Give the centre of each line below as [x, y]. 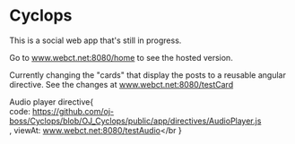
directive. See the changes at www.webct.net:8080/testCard [121, 84]
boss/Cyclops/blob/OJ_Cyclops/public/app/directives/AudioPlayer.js [135, 121]
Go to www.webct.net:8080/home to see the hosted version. [121, 57]
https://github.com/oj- [74, 111]
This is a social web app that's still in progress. [95, 40]
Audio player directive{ [52, 102]
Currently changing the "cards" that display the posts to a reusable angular [148, 75]
